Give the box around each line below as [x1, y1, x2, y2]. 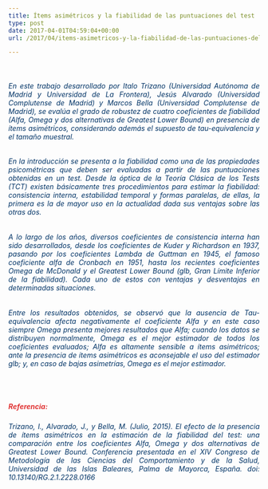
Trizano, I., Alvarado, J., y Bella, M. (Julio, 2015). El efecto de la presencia [8, 422, 260, 432]
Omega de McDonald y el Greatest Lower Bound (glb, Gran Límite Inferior [8, 266, 260, 276]
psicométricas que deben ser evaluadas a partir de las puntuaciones [8, 165, 260, 175]
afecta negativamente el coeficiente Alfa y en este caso [54, 316, 260, 325]
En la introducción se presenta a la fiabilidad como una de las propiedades [8, 156, 260, 166]
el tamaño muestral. [8, 132, 74, 141]
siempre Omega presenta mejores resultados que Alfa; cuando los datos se [8, 325, 260, 334]
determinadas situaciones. [8, 283, 97, 293]
